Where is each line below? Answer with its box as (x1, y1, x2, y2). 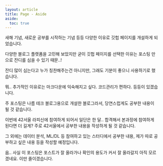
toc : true (9, 20, 29, 26)
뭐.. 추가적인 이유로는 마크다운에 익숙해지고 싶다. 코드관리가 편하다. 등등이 (5, 84, 145, 90)
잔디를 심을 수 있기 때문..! (14, 57, 62, 63)
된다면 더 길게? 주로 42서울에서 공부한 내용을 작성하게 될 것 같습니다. (5, 123, 136, 129)
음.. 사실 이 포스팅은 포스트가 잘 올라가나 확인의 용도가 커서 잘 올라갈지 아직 (5, 149, 147, 156)
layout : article (5, 7, 38, 12)
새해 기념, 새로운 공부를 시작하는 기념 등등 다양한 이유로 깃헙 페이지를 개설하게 (5, 35, 153, 40)
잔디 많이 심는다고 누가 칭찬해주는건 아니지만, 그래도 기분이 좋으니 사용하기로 (5, 68, 151, 74)
